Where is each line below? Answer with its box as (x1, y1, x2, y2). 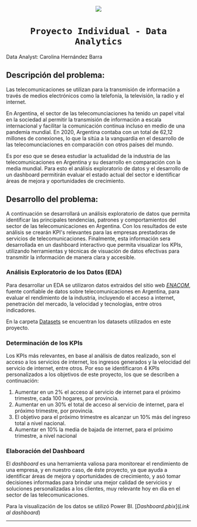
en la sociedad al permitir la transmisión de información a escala (6, 116, 162, 123)
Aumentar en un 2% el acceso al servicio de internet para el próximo (14, 388, 181, 396)
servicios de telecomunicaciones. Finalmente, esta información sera (6, 235, 171, 242)
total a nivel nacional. (14, 420, 66, 427)
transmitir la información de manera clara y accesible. (6, 253, 136, 261)
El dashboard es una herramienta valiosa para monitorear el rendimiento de (6, 460, 189, 467)
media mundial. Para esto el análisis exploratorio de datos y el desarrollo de (6, 165, 189, 172)
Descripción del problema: (6, 71, 105, 80)
